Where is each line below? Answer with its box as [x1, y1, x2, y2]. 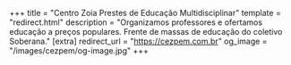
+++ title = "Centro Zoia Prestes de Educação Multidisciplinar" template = [9, 8, 282, 18]
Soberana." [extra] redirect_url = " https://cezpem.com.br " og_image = [9, 36, 268, 46]
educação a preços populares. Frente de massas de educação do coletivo [9, 27, 283, 37]
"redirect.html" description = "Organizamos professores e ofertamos [9, 17, 262, 28]
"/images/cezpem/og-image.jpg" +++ [9, 45, 150, 56]
